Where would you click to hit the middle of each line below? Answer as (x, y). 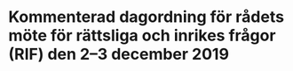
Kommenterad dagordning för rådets (146, 17)
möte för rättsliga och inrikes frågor (142, 35)
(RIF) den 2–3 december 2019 (119, 54)
